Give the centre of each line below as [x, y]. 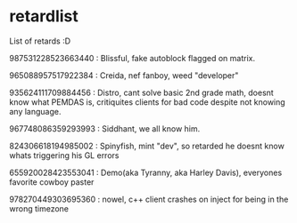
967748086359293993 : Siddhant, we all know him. [105, 128]
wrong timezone [39, 208]
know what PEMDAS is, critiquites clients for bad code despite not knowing [147, 102]
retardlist [44, 16]
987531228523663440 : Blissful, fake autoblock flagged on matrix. [132, 58]
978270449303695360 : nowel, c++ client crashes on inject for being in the [149, 199]
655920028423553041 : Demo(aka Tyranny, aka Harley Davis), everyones [146, 172]
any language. [35, 111]
